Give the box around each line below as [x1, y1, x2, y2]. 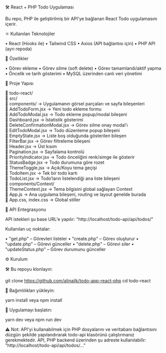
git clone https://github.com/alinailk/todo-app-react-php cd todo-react [5, 278, 151, 284]
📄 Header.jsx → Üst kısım [5, 144, 57, 149]
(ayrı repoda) [5, 46, 32, 52]
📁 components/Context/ [5, 181, 55, 187]
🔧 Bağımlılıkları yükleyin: [5, 288, 55, 293]
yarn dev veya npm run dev [5, 317, 61, 322]
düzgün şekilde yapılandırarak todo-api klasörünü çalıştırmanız [5, 332, 135, 337]
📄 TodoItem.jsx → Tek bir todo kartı [5, 170, 77, 176]
